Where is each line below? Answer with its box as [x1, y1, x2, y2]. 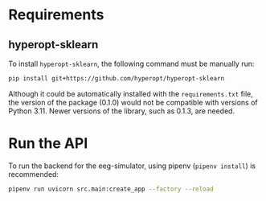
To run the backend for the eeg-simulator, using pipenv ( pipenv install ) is [8, 161, 256, 170]
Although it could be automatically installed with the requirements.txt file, [8, 88, 253, 98]
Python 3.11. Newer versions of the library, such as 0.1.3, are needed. [8, 106, 235, 116]
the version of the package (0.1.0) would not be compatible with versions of [8, 97, 259, 107]
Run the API [8, 134, 88, 153]
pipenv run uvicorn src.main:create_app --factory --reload [8, 185, 215, 193]
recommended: [8, 169, 59, 178]
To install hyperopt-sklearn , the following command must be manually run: [8, 59, 255, 68]
